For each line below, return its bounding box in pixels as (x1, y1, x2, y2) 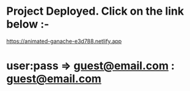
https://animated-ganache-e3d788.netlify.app (6, 37, 122, 45)
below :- (6, 17, 49, 31)
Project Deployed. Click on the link (6, 4, 185, 18)
